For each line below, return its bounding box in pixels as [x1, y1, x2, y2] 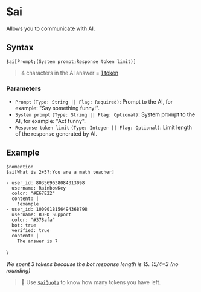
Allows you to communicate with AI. [6, 25, 95, 32]
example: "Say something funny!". [14, 105, 100, 112]
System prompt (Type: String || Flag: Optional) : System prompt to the [14, 111, 196, 118]
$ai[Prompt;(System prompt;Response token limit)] [6, 58, 136, 65]
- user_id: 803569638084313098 [6, 179, 85, 186]
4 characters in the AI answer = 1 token [21, 69, 119, 76]
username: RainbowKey [11, 185, 66, 191]
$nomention [6, 164, 34, 170]
